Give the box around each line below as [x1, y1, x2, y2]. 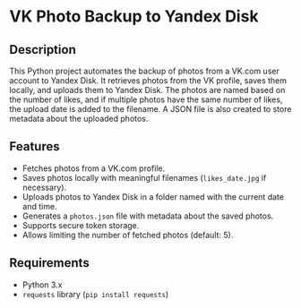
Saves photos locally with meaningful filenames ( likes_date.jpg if [21, 172, 267, 183]
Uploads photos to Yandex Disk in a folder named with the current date [21, 191, 285, 202]
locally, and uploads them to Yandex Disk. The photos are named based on [9, 85, 286, 95]
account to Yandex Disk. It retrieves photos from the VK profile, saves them [9, 75, 288, 86]
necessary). [21, 182, 67, 192]
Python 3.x [21, 279, 63, 290]
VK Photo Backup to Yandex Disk [9, 6, 259, 27]
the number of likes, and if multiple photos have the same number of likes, [9, 94, 283, 105]
